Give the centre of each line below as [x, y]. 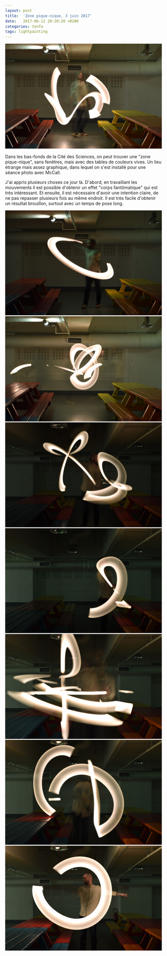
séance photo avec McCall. [33, 173]
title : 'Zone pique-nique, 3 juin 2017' [49, 16]
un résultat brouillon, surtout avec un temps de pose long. [64, 204]
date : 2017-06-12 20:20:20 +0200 [42, 21]
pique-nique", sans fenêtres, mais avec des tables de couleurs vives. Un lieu [83, 162]
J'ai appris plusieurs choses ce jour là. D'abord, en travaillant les [71, 182]
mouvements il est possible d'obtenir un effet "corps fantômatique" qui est [82, 188]
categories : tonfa [24, 26]
